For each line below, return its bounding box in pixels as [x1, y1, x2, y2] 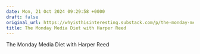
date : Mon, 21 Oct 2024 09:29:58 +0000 [6, 8, 105, 15]
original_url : [6, 19, 42, 25]
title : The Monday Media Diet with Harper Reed [6, 25, 127, 31]
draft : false [6, 14, 39, 20]
